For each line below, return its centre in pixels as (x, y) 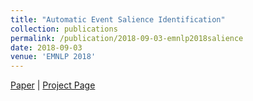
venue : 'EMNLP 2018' (53, 57)
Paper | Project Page (53, 85)
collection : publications (64, 29)
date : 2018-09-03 (46, 47)
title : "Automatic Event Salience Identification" (118, 19)
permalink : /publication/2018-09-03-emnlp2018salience (127, 38)
